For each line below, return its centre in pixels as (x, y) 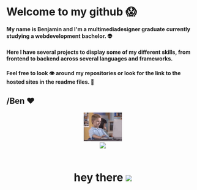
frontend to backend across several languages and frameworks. (90, 59)
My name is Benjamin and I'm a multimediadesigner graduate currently (98, 29)
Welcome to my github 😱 (72, 12)
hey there (98, 177)
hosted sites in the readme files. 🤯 (50, 82)
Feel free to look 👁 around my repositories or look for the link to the (94, 73)
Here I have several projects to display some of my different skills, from (98, 52)
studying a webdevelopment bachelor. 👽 (59, 36)
